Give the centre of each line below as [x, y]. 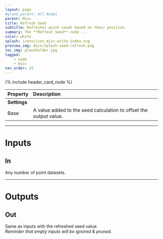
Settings [17, 102]
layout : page [18, 9]
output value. [48, 116]
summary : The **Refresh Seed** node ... [47, 32]
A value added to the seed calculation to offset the [90, 110]
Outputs [22, 197]
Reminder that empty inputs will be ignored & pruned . [58, 231]
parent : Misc [18, 18]
